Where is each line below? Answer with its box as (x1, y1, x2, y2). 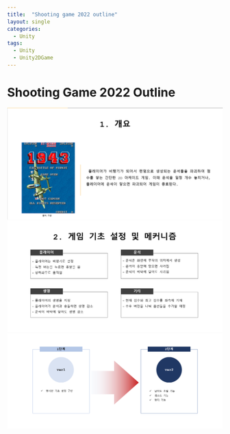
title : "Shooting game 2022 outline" (7, 11, 118, 18)
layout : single (7, 18, 51, 25)
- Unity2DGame (13, 55, 53, 62)
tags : (7, 40, 23, 47)
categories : (7, 25, 41, 32)
